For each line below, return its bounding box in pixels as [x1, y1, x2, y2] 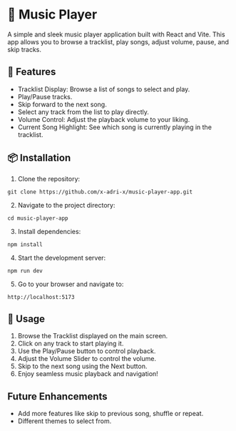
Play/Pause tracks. [17, 92, 73, 101]
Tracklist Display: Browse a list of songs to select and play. [17, 85, 190, 93]
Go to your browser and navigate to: [17, 280, 124, 288]
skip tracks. [7, 45, 41, 54]
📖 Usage [7, 313, 45, 325]
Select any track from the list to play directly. [17, 107, 150, 116]
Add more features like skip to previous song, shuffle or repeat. [17, 410, 204, 418]
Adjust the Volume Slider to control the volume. [17, 355, 157, 363]
